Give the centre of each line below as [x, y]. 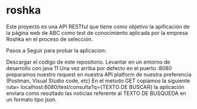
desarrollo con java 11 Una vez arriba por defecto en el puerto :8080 [89, 68]
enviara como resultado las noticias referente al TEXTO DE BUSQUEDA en [96, 93]
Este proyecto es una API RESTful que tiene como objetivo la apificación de [98, 27]
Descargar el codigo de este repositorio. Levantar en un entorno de [88, 62]
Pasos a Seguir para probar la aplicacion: [56, 50]
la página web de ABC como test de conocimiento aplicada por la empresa [97, 32]
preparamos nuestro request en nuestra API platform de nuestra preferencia [99, 74]
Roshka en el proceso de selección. [49, 39]
